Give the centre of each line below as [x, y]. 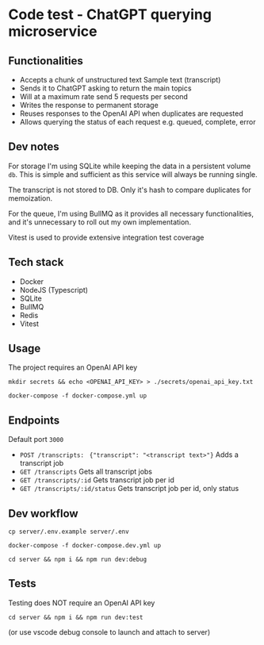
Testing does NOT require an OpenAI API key [82, 603]
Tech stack [36, 262]
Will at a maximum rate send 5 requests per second [104, 96]
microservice [53, 31]
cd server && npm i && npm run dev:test [76, 617]
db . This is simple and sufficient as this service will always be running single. [133, 174]
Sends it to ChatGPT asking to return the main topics [105, 88]
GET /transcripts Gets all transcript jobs [86, 472]
